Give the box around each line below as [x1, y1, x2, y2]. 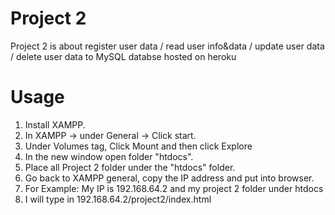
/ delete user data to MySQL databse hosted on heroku [10, 50, 237, 62]
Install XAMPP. [24, 118, 86, 131]
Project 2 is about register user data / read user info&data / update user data [10, 40, 325, 52]
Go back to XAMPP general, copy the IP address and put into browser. [24, 172, 315, 184]
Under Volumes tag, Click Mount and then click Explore [24, 140, 253, 152]
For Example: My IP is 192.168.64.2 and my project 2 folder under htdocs [24, 182, 324, 194]
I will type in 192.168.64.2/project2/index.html [24, 193, 212, 205]
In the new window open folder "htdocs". [24, 150, 194, 162]
